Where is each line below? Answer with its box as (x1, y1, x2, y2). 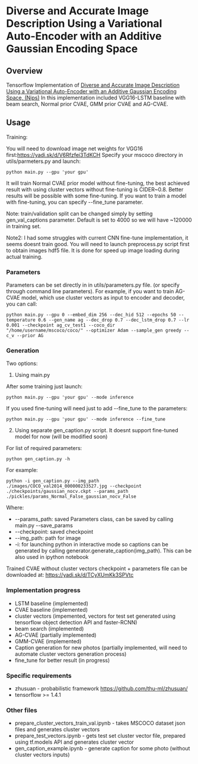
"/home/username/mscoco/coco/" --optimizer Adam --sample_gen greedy (6, 328, 182, 334)
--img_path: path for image (14, 535, 81, 542)
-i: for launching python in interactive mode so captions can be (14, 541, 169, 548)
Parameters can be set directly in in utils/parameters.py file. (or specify (6, 281, 180, 289)
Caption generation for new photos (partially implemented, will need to (14, 644, 188, 651)
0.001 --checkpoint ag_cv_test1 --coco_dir (6, 322, 116, 328)
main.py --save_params (14, 522, 73, 529)
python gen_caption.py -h (6, 456, 70, 462)
